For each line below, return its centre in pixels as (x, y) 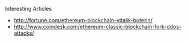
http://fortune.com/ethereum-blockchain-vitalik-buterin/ (83, 20)
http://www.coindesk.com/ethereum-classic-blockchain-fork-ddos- (98, 27)
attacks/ (24, 33)
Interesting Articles (29, 9)
